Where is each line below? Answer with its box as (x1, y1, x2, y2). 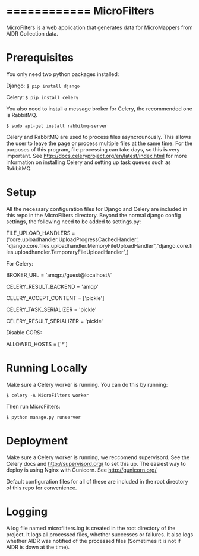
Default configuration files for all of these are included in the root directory (6, 478, 188, 485)
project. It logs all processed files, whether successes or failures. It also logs (6, 530, 194, 538)
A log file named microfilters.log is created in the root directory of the (6, 525, 176, 532)
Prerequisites (6, 51, 74, 65)
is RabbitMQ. (6, 111, 37, 118)
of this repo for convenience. (6, 484, 77, 491)
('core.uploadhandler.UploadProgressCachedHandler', (6, 236, 140, 243)
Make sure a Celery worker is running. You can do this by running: (6, 381, 168, 388)
